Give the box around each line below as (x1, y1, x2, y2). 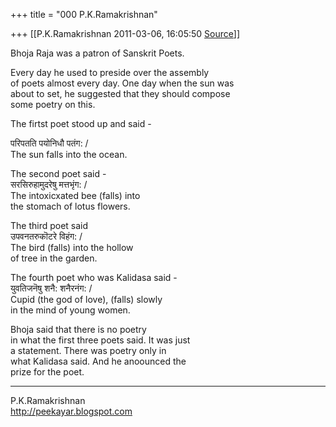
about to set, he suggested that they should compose (10, 88, 231, 99)
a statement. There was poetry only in (10, 345, 167, 356)
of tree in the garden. (10, 252, 98, 264)
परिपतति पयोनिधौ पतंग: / (10, 137, 89, 149)
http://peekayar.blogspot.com (10, 405, 133, 417)
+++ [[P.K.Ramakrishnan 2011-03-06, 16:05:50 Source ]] (10, 28, 241, 39)
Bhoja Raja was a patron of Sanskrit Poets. (10, 47, 185, 59)
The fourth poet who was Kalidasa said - (10, 272, 178, 283)
